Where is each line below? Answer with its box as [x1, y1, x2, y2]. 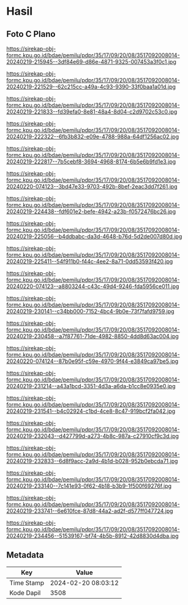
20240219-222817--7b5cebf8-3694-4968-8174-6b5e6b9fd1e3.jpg [6, 158, 176, 165]
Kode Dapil [9, 588, 41, 597]
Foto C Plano [6, 29, 56, 39]
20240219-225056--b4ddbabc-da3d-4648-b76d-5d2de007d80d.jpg [6, 233, 182, 240]
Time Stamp [9, 579, 45, 587]
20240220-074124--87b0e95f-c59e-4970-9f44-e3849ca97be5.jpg [6, 357, 179, 365]
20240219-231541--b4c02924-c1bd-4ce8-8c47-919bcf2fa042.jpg [6, 407, 176, 415]
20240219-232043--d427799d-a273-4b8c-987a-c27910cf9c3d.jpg [6, 432, 179, 440]
